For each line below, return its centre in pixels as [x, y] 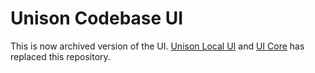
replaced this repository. [60, 56]
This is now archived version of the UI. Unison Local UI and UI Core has [157, 46]
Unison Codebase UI [97, 18]
